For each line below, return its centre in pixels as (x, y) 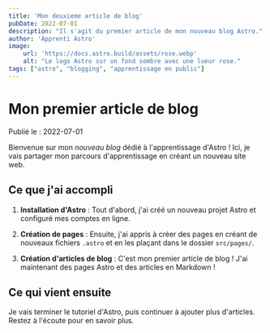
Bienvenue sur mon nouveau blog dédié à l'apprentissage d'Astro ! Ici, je (129, 147)
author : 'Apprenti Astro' (52, 39)
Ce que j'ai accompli (61, 190)
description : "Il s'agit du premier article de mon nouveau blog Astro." (136, 31)
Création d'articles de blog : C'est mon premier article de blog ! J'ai (134, 258)
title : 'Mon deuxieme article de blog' (76, 16)
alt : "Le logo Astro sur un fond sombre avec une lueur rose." (132, 62)
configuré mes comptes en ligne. (75, 218)
